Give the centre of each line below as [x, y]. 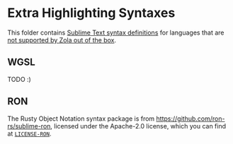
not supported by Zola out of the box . [62, 40]
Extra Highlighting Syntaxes [91, 13]
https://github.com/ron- [191, 119]
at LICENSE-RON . [29, 133]
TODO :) [19, 79]
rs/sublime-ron [29, 126]
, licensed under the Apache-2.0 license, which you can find [138, 126]
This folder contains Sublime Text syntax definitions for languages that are [116, 32]
